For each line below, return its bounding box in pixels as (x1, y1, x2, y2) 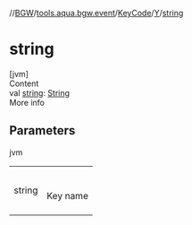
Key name (46, 189, 89, 202)
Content (9, 78, 39, 89)
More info (9, 97, 46, 108)
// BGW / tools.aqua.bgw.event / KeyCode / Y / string (9, 8, 184, 18)
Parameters (9, 123, 76, 138)
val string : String (9, 87, 70, 98)
